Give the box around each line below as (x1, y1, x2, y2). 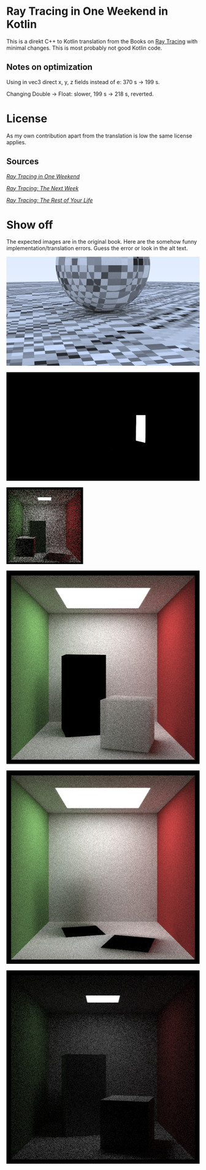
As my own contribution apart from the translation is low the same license (6, 132, 193, 139)
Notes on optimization (6, 62, 93, 72)
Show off (6, 218, 53, 231)
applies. (6, 138, 26, 145)
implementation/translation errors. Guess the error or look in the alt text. (6, 244, 188, 252)
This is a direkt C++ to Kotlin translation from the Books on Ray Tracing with (6, 37, 198, 45)
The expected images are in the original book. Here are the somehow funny (6, 238, 197, 246)
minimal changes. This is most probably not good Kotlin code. (6, 44, 162, 52)
